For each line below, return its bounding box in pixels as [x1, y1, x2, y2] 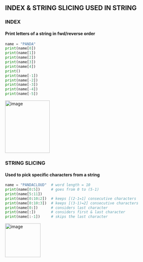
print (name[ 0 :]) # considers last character [5, 205, 108, 210]
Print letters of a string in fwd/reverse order [5, 30, 95, 36]
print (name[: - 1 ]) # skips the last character [5, 214, 108, 219]
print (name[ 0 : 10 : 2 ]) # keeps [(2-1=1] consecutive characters [5, 196, 137, 201]
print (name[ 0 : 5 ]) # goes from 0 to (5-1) [5, 187, 99, 192]
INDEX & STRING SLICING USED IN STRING [5, 4, 137, 12]
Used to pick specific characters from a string [5, 172, 100, 178]
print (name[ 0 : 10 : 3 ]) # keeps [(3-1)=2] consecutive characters [5, 201, 139, 205]
